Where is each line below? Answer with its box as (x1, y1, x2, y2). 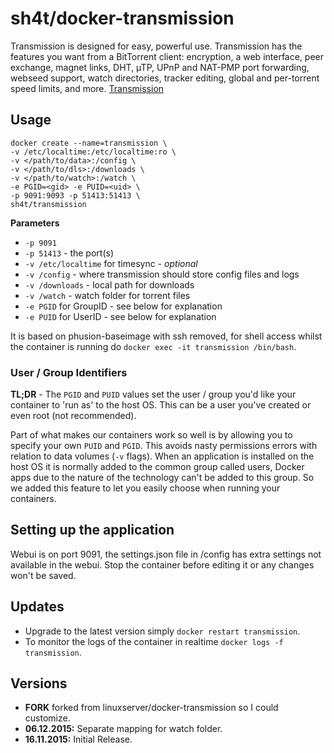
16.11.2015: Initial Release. (24, 733, 133, 746)
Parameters (10, 217, 60, 229)
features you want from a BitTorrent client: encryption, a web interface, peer (10, 50, 325, 62)
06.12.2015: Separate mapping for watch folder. (24, 723, 223, 735)
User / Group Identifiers (10, 365, 128, 379)
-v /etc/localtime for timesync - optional (24, 257, 198, 269)
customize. (24, 712, 71, 724)
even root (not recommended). (10, 410, 137, 422)
